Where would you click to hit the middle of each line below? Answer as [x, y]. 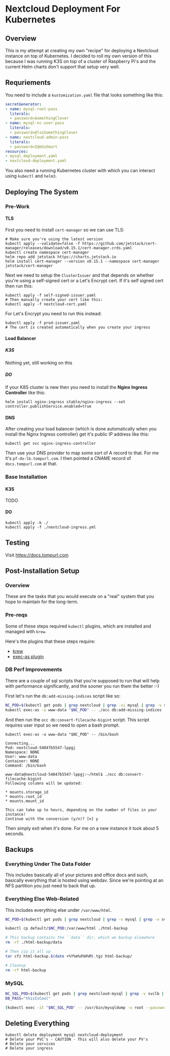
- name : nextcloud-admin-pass [37, 137]
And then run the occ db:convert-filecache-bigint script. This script [77, 719]
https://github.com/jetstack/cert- [120, 243]
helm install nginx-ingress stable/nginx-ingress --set [65, 402]
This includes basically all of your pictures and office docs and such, [77, 875]
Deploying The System [42, 192]
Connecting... [20, 743]
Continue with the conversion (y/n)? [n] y [52, 819]
